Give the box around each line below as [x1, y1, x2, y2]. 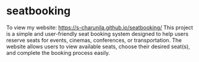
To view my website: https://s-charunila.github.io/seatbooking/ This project [6, 24, 194, 31]
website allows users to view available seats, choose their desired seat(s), [6, 43, 191, 50]
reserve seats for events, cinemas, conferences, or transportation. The [6, 36, 182, 44]
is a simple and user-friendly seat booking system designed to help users [6, 30, 189, 37]
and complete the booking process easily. [6, 49, 110, 56]
